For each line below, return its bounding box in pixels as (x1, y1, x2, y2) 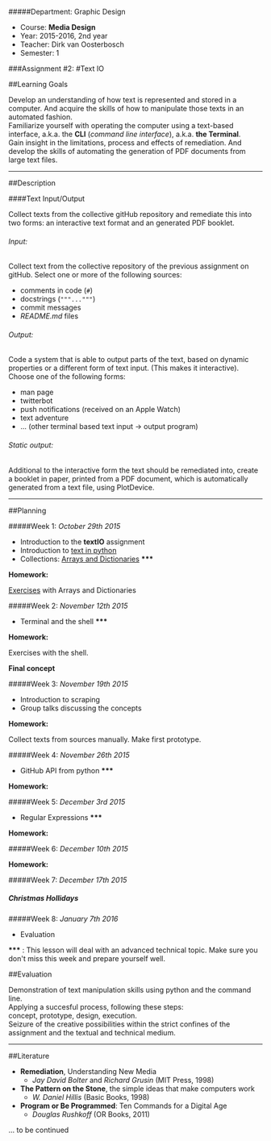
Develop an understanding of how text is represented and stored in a (8, 95, 237, 104)
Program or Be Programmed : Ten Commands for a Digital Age (19, 1101, 227, 1110)
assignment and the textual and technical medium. (8, 1027, 176, 1037)
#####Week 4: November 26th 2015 (8, 750, 131, 760)
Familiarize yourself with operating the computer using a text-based (8, 121, 234, 130)
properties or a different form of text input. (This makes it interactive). (8, 363, 240, 373)
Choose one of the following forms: (8, 372, 127, 381)
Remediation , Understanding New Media (19, 1066, 157, 1076)
